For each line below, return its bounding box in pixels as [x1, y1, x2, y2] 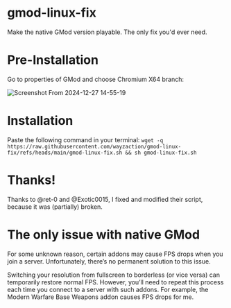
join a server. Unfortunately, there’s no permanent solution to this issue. [7, 257, 211, 265]
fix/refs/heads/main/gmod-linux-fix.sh [7, 149, 123, 156]
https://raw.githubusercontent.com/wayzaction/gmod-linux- [7, 143, 182, 150]
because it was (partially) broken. [7, 203, 103, 211]
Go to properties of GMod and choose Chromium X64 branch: [7, 75, 185, 83]
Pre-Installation [7, 52, 99, 68]
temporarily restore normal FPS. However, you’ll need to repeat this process [7, 277, 224, 286]
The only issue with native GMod [7, 227, 200, 242]
